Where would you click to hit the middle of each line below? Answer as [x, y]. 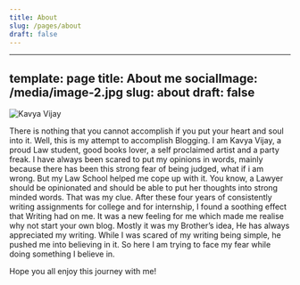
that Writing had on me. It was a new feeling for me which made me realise [146, 216]
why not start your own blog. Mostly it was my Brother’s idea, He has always [150, 226]
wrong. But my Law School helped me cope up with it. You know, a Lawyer [146, 178]
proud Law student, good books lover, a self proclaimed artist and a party [144, 150]
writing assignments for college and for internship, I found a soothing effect [148, 207]
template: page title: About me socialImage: [133, 78]
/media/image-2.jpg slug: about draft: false [132, 92]
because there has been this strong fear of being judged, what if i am [137, 169]
